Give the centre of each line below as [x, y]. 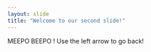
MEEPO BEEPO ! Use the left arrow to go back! [76, 41]
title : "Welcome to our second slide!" [67, 21]
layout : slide [28, 14]
